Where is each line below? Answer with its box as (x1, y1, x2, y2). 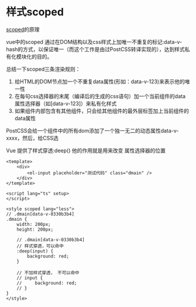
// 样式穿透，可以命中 (16, 243, 64, 249)
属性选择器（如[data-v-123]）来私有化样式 (14, 100, 117, 107)
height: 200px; (16, 227, 54, 232)
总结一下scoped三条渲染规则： (6, 65, 81, 72)
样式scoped (6, 5, 64, 19)
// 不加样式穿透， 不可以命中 (16, 269, 80, 276)
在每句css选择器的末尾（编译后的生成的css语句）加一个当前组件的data (14, 92, 186, 100)
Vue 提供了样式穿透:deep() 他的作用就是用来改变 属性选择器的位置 (6, 147, 166, 154)
